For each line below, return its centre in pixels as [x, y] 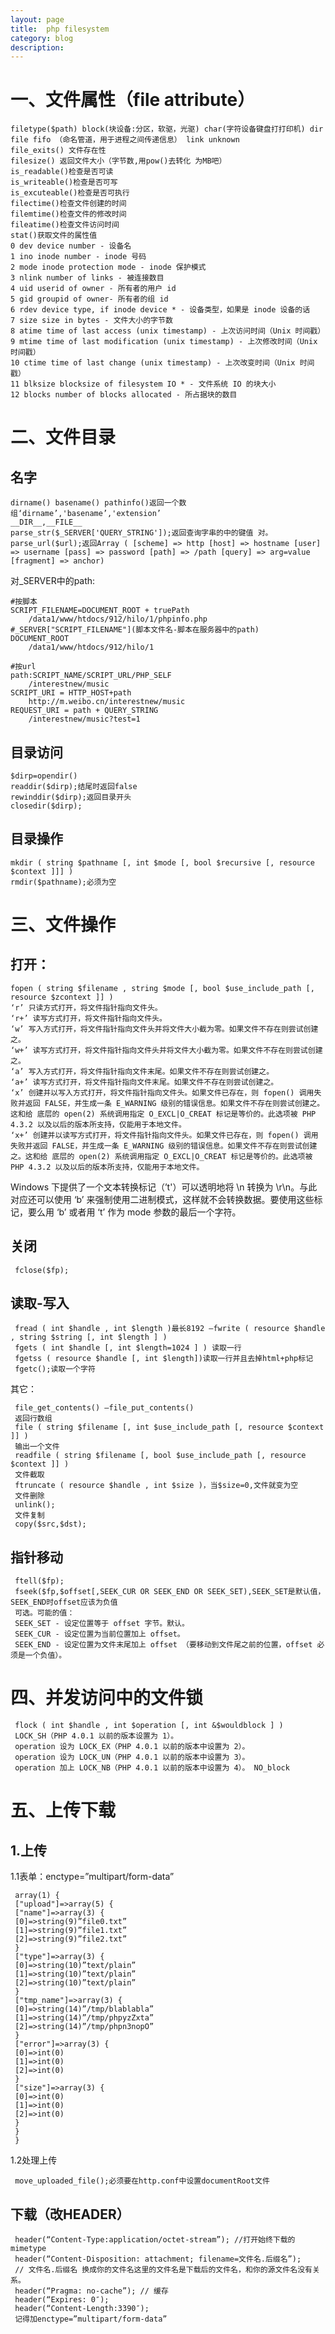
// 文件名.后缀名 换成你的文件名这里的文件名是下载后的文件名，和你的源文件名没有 [163, 2270]
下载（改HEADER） [70, 2214]
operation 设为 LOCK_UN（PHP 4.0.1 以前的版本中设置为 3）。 [132, 1757]
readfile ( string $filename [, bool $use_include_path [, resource [160, 1456]
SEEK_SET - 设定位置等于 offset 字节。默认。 [102, 1624]
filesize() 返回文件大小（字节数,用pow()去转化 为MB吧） [118, 161]
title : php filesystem [60, 29]
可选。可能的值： [44, 1613]
